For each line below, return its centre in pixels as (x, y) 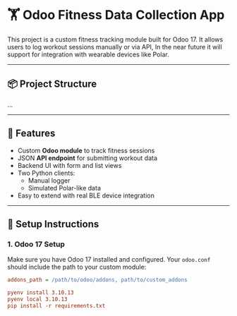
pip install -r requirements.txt (56, 305)
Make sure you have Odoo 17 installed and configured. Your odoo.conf (109, 260)
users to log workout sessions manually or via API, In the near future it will (115, 47)
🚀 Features (31, 134)
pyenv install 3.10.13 (41, 293)
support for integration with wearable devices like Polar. (88, 54)
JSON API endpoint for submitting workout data (87, 158)
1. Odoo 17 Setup (36, 244)
